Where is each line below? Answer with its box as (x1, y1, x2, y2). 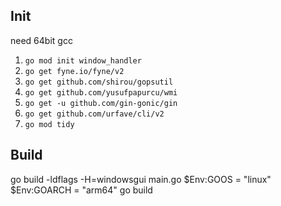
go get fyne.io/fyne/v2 (24, 66, 125, 76)
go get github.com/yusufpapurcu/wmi (24, 87, 178, 98)
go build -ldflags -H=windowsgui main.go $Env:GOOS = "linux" (10, 173, 272, 185)
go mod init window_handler (24, 55, 142, 66)
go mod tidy (24, 119, 75, 129)
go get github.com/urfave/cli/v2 (24, 109, 165, 119)
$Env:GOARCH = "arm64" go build (10, 184, 153, 196)
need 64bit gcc (10, 34, 73, 46)
